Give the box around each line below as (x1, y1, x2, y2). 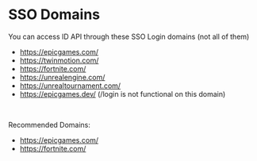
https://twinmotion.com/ (19, 56, 99, 65)
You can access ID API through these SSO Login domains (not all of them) (8, 32, 250, 41)
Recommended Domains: (8, 120, 91, 129)
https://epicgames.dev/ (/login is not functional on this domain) (19, 89, 226, 98)
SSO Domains (8, 6, 101, 24)
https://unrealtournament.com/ (19, 81, 121, 90)
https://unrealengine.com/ (19, 72, 105, 82)
